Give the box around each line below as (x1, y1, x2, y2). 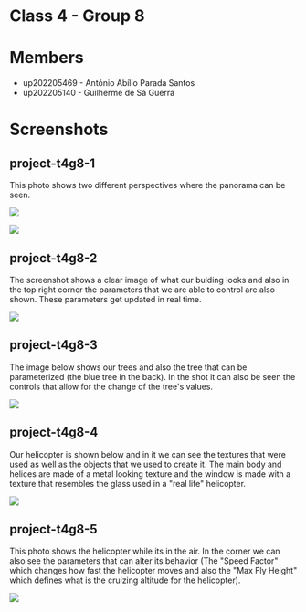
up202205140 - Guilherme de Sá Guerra (22, 88, 175, 99)
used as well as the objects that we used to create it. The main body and (9, 459, 282, 470)
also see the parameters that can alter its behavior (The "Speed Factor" (9, 555, 279, 566)
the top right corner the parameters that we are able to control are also (9, 284, 276, 295)
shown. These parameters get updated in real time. (9, 293, 203, 304)
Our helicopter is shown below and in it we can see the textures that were (9, 448, 286, 459)
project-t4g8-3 (9, 337, 98, 353)
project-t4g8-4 (9, 425, 99, 440)
